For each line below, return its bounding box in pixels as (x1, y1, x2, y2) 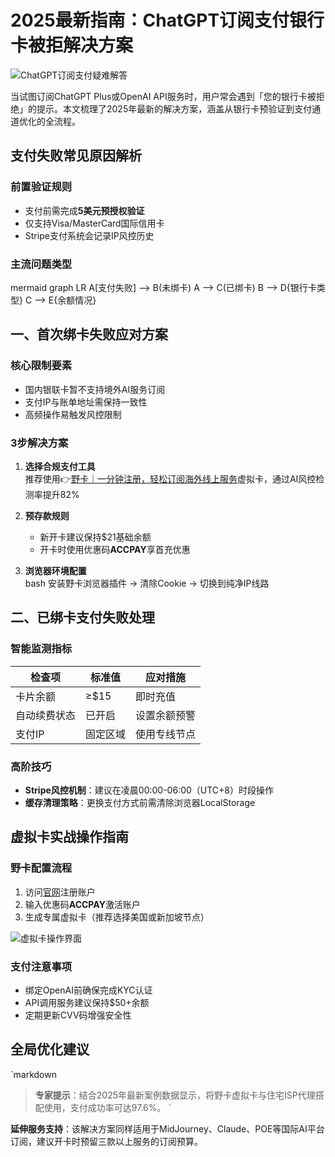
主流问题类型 (10, 257, 73, 271)
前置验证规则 (10, 180, 73, 194)
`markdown (10, 1068, 57, 1080)
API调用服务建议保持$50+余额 (24, 996, 150, 1008)
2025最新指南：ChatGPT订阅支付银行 (10, 9, 325, 32)
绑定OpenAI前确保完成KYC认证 (24, 984, 153, 996)
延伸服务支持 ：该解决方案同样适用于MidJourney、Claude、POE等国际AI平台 (10, 1122, 325, 1135)
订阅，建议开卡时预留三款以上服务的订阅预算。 (10, 1135, 203, 1147)
